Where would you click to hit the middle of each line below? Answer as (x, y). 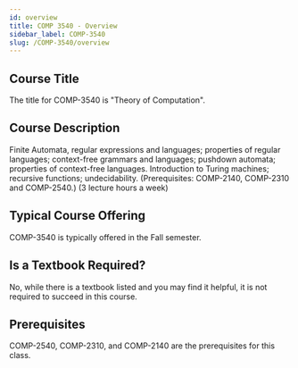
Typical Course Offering (77, 216)
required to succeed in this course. (74, 297)
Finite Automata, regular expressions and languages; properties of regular (145, 149)
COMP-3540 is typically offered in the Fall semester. (106, 237)
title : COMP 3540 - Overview (63, 26)
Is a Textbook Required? (78, 266)
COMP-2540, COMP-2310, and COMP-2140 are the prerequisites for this (142, 346)
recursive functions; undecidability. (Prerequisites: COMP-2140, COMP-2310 (149, 178)
